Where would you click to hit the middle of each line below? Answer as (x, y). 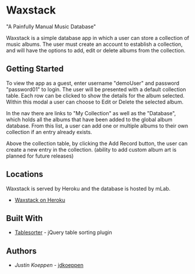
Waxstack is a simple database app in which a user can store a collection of (98, 38)
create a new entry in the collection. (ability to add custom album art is (91, 149)
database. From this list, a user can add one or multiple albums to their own (97, 126)
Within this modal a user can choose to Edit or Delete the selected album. (95, 102)
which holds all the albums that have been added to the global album (89, 119)
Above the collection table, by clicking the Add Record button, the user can (97, 143)
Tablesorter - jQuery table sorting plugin (63, 232)
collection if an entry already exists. (49, 132)
